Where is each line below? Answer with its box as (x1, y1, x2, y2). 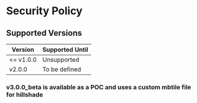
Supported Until (42, 46, 88, 54)
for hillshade (6, 90, 43, 99)
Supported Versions (6, 28, 82, 38)
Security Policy (6, 4, 83, 18)
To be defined (42, 65, 81, 73)
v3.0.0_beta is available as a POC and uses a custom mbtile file (6, 83, 192, 91)
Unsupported (42, 55, 80, 64)
